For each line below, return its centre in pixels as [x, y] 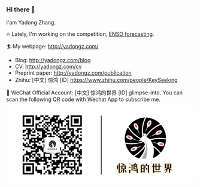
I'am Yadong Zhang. [31, 23]
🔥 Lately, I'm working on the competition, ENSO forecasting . [80, 34]
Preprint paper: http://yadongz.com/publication [73, 73]
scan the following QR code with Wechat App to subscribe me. [83, 99]
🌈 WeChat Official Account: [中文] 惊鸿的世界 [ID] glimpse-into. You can [94, 93]
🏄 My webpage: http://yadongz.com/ [52, 47]
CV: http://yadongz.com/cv [48, 67]
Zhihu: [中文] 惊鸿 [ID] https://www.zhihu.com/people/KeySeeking [96, 80]
